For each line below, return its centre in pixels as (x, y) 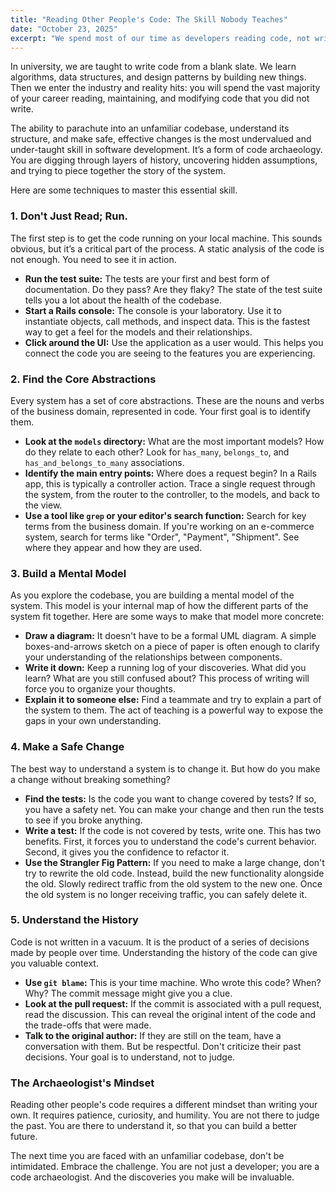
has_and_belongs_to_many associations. (104, 462)
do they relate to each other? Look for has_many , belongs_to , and (157, 452)
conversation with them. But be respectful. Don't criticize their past (163, 1046)
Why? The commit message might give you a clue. (128, 993)
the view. (43, 505)
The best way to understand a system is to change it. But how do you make (165, 768)
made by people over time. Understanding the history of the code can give (164, 952)
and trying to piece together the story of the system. (118, 171)
